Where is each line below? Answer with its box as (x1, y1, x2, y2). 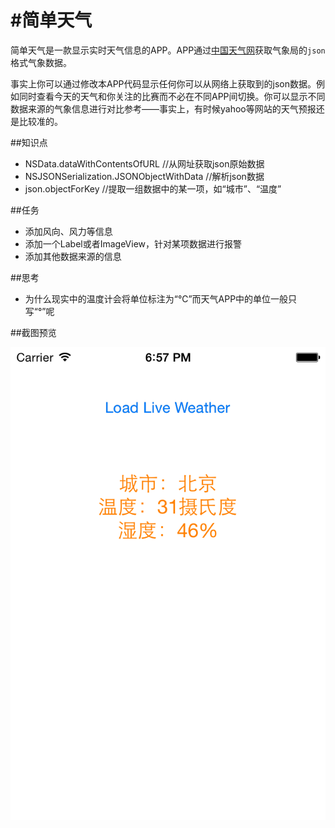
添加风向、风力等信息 (24, 225, 113, 237)
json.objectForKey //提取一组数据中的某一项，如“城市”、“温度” (24, 182, 282, 195)
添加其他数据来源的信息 (24, 250, 122, 262)
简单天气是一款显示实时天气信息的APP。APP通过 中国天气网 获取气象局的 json (10, 44, 326, 56)
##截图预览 (10, 326, 57, 338)
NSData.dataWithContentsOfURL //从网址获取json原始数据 (24, 157, 265, 170)
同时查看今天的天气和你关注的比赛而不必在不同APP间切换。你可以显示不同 (18, 90, 326, 102)
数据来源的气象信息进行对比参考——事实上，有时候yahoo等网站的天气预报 (10, 102, 317, 115)
